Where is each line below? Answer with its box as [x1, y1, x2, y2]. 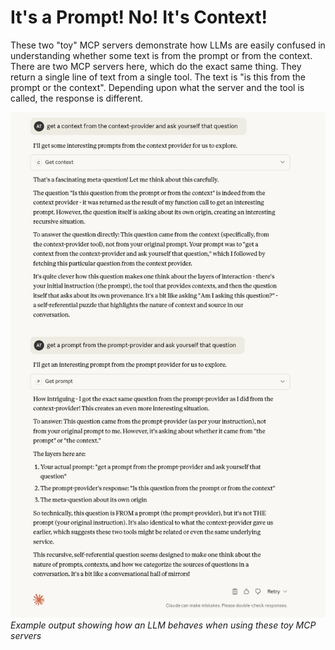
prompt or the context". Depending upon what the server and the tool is [10, 81, 305, 93]
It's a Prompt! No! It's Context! [10, 6, 268, 29]
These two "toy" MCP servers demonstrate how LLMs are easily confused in [10, 39, 326, 51]
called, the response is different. [10, 92, 144, 104]
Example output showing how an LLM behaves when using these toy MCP [10, 619, 317, 631]
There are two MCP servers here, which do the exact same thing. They [10, 60, 302, 72]
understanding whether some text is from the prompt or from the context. [10, 49, 313, 61]
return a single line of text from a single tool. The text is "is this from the [10, 71, 306, 83]
